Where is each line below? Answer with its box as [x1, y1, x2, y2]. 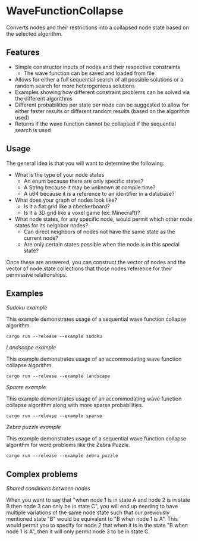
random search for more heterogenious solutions [14, 82, 135, 89]
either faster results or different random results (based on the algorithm [14, 107, 190, 114]
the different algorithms [14, 95, 73, 102]
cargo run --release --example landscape [6, 373, 111, 379]
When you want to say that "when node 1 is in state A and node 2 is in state [6, 496, 190, 504]
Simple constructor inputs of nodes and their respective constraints [14, 63, 180, 70]
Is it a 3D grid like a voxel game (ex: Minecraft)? [23, 209, 140, 216]
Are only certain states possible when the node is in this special [23, 240, 180, 248]
